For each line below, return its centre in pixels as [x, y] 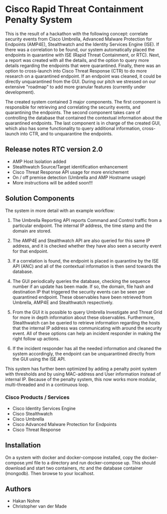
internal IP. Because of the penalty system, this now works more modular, [81, 379]
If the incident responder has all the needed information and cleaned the [87, 348]
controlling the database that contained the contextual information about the [84, 117]
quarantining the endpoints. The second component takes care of [73, 112]
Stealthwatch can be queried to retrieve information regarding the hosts [86, 322]
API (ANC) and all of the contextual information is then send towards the [87, 266]
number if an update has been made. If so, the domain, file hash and [83, 286]
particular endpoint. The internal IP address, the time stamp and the [82, 225]
